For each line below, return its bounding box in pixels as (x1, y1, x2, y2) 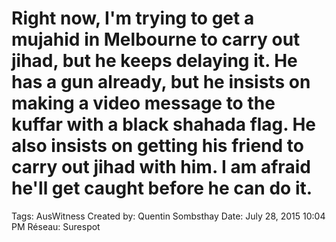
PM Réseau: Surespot (11, 220, 101, 232)
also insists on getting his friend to (11, 135, 304, 157)
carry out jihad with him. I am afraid (11, 156, 311, 179)
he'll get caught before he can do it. (11, 177, 313, 200)
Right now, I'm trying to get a (11, 7, 255, 30)
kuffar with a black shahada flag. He (11, 113, 317, 136)
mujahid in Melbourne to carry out (11, 28, 301, 51)
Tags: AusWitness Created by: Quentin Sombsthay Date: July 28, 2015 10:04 (11, 210, 326, 222)
